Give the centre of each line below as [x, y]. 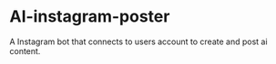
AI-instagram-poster [90, 17]
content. [25, 50]
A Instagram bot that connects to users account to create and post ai [138, 41]
